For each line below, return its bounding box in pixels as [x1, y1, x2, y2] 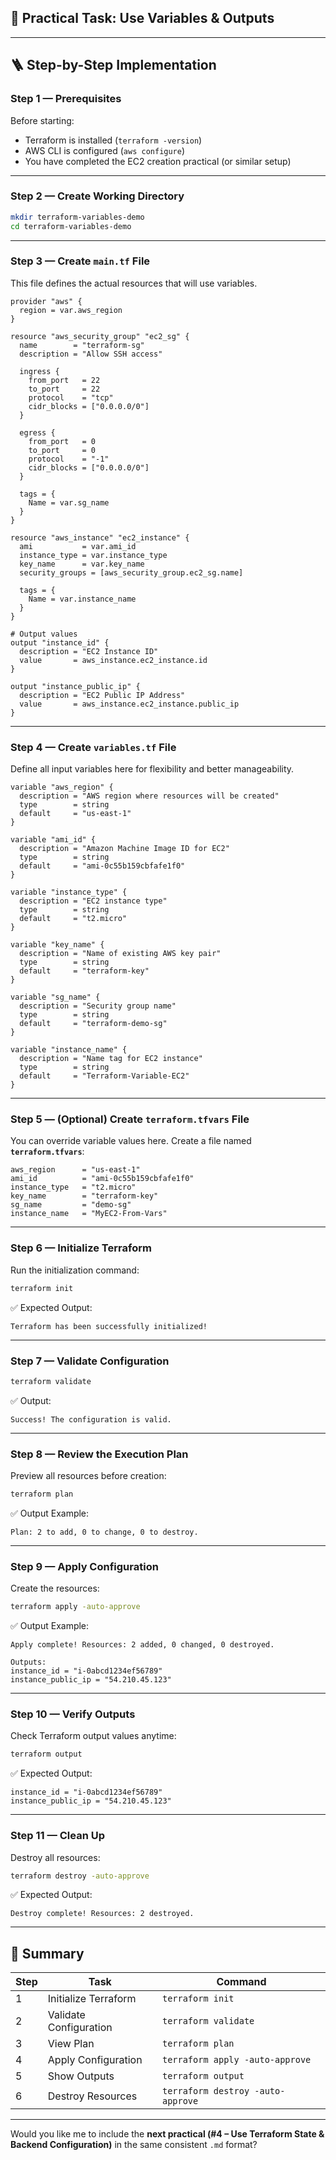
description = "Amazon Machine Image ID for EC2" [19, 844, 230, 854]
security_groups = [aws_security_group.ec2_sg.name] [19, 567, 244, 578]
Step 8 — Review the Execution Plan [10, 1447, 189, 1461]
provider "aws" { [10, 296, 83, 306]
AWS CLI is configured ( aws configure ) [24, 144, 186, 156]
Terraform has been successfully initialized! [10, 1321, 208, 1331]
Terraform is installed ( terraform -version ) [24, 134, 203, 146]
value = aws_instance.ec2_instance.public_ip [19, 699, 240, 709]
